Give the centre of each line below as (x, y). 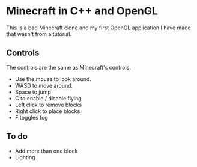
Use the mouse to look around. (53, 79)
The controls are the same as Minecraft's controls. (68, 67)
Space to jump (33, 92)
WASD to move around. (44, 85)
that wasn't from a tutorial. (39, 34)
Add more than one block (46, 151)
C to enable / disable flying (48, 98)
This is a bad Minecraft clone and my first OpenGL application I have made (98, 28)
